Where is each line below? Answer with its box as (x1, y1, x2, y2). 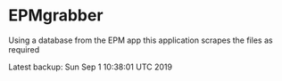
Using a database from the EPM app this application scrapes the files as (8, 35, 273, 45)
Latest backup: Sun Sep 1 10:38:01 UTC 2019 (8, 61, 173, 72)
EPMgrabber (8, 5, 104, 26)
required (8, 44, 40, 54)
